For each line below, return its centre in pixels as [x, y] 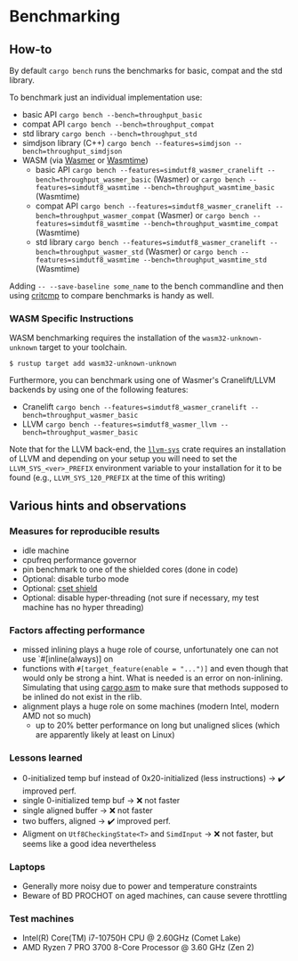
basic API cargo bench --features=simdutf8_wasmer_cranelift [149, 170]
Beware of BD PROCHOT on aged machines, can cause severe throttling [154, 895]
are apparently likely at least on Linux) [105, 735]
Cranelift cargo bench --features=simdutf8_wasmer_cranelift [134, 407]
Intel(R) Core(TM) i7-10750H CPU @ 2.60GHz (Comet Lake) [132, 938]
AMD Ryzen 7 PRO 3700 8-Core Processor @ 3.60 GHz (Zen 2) [138, 948]
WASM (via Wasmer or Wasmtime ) [85, 160]
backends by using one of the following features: [99, 390]
